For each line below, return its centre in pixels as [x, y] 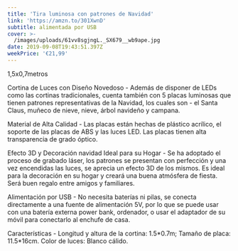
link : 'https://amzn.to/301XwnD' [57, 21]
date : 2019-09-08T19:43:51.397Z [55, 47]
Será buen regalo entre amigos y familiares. [71, 183]
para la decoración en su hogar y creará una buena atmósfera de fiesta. [113, 176]
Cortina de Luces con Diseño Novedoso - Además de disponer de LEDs [112, 87]
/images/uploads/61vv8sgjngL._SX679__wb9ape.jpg [87, 41]
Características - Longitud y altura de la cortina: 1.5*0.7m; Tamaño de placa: [119, 233]
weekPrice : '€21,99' [38, 54]
